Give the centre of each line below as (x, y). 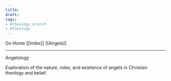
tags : (11, 19)
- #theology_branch (26, 24)
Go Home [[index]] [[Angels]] (36, 43)
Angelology (17, 58)
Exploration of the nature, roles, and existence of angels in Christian (76, 68)
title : (12, 10)
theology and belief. (26, 73)
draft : (12, 15)
